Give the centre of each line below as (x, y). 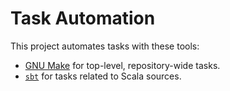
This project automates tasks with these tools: (105, 46)
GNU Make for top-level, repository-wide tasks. (122, 65)
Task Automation (83, 18)
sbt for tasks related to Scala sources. (103, 76)
